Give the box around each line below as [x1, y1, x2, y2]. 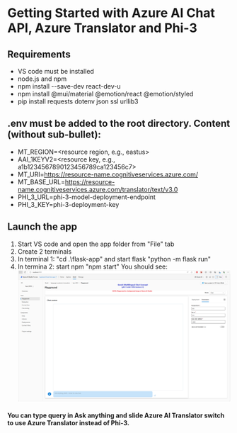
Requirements [7, 48, 71, 60]
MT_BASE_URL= [17, 177, 66, 186]
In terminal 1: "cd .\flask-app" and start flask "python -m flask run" [17, 254, 211, 263]
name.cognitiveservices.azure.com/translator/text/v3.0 [17, 185, 178, 193]
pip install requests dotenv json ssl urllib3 [17, 97, 139, 106]
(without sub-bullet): [7, 129, 101, 141]
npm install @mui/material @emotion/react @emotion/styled [17, 90, 194, 98]
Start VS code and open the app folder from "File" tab [17, 240, 175, 248]
